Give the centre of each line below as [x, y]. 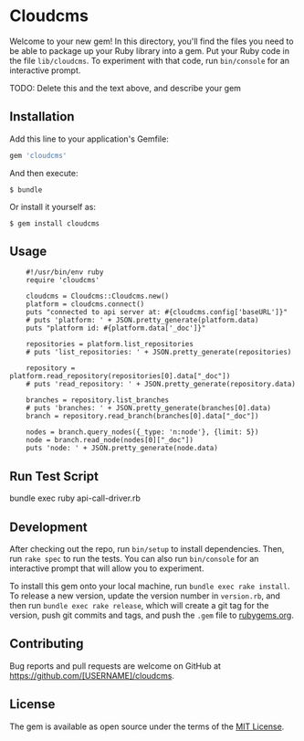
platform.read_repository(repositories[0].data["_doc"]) [120, 376]
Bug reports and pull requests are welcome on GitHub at [115, 666]
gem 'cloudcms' [38, 155]
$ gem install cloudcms [55, 223]
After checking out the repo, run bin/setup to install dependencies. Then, [147, 549]
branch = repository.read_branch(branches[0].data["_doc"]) [142, 417]
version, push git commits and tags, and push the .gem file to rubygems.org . [152, 615]
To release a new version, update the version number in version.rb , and [145, 596]
